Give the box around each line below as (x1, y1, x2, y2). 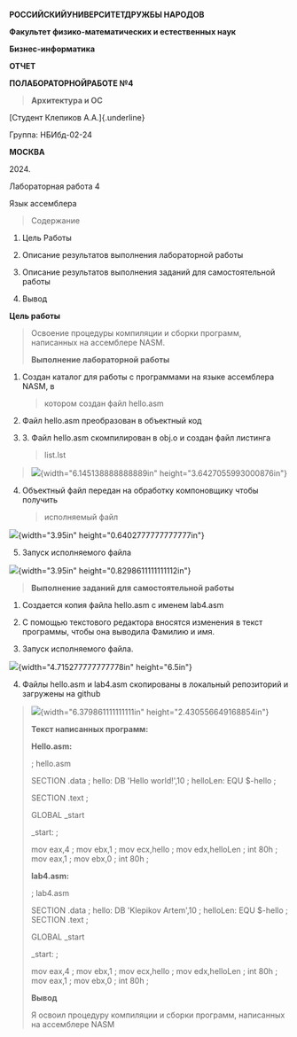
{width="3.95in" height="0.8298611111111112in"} (18, 565, 191, 576)
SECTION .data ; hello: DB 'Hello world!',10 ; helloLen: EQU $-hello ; (30, 776, 277, 785)
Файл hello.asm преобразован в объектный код (21, 416, 202, 425)
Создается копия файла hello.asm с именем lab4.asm (21, 600, 224, 610)
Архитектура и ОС (30, 95, 104, 105)
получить (21, 495, 59, 505)
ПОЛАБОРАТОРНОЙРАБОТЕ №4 (9, 78, 134, 89)
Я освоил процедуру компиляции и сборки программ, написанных (30, 1010, 285, 1020)
